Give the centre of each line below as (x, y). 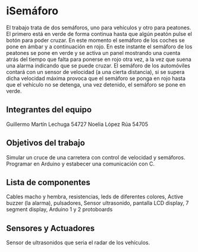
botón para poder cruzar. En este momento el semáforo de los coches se (96, 40)
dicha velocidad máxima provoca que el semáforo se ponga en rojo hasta (96, 78)
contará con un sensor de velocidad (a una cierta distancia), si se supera (95, 72)
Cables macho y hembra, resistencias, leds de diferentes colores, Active (95, 197)
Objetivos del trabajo (45, 143)
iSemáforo (32, 11)
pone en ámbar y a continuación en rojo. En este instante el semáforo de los (99, 47)
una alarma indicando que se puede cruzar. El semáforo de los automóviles (98, 65)
